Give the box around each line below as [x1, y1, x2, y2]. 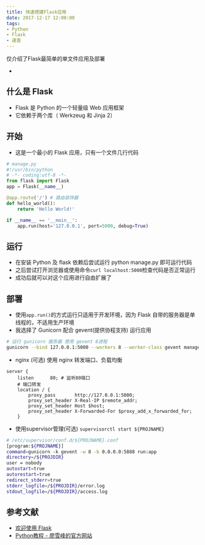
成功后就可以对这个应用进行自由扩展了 [15, 274, 112, 282]
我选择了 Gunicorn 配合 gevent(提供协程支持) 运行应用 [15, 326, 151, 334]
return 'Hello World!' [17, 206, 75, 212]
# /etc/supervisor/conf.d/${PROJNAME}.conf [6, 437, 119, 443]
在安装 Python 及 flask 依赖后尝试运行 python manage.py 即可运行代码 [15, 258, 192, 266]
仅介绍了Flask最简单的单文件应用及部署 [6, 55, 106, 62]
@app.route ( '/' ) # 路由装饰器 [6, 195, 79, 201]
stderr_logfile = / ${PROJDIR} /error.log [6, 483, 105, 489]
